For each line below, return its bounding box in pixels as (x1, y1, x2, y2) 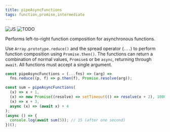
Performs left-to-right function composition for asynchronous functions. (5, 36, 156, 42)
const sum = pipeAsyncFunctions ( (5, 85, 76, 90)
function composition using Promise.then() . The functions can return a (5, 51, 153, 57)
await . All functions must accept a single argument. (5, 61, 112, 68)
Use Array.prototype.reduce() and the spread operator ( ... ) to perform (5, 45, 156, 51)
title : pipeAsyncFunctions (5, 7, 62, 13)
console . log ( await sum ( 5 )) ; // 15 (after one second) (10, 118, 125, 123)
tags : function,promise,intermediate (5, 12, 85, 17)
